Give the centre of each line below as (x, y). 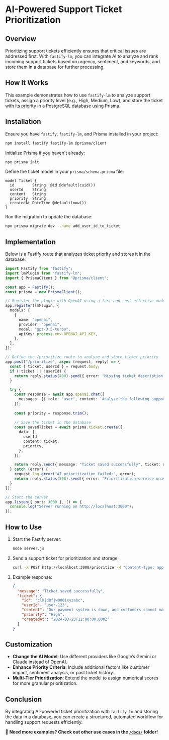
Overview (21, 39)
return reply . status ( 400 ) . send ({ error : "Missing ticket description (89, 376)
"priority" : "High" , (43, 615)
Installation (23, 122)
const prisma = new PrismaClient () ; (44, 292)
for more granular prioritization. (45, 683)
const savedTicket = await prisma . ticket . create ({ (68, 427)
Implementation (31, 242)
